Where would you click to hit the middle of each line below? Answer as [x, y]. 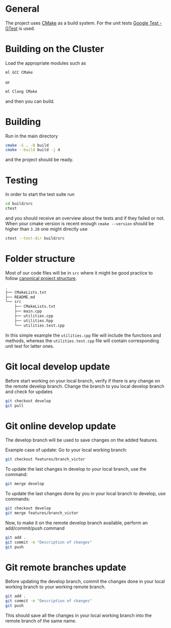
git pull [15, 405]
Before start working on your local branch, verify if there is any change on [83, 380]
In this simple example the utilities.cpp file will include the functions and [83, 335]
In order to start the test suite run [40, 195]
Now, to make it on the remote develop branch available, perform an [77, 523]
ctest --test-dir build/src [35, 238]
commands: [18, 499]
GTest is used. [20, 28]
